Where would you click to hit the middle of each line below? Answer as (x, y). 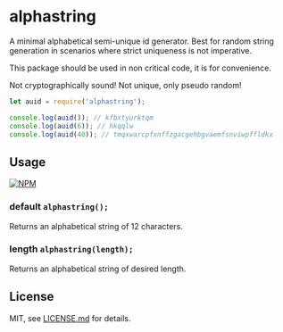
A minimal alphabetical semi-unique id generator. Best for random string (142, 41)
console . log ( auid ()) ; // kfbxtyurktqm (81, 118)
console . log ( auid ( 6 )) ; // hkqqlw (71, 126)
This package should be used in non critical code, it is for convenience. (141, 68)
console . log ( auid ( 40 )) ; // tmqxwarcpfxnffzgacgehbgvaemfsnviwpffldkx (141, 134)
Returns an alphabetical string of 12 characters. (96, 226)
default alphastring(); (59, 207)
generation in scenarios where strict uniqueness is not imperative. (131, 50)
